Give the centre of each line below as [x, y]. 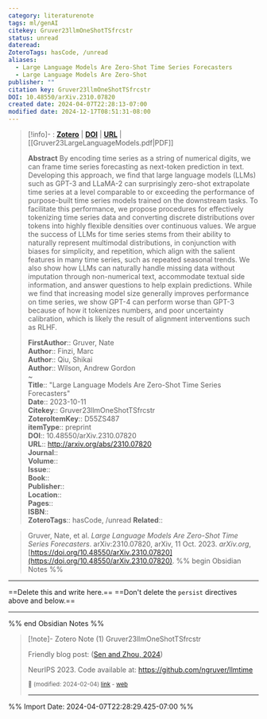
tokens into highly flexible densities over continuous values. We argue [142, 226]
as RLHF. [43, 327]
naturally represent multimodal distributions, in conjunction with [132, 243]
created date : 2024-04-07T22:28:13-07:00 [78, 104]
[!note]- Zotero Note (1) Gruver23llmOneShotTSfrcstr [114, 639]
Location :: [44, 495]
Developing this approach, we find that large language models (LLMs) [142, 175]
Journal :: [43, 453]
